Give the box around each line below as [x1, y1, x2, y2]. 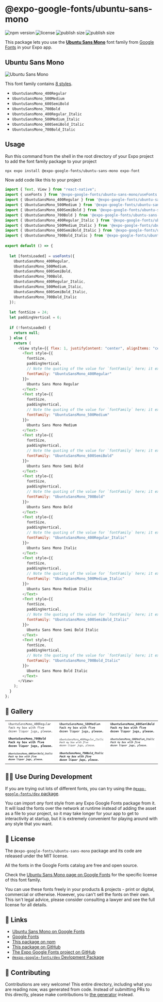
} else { [9, 335, 27, 340]
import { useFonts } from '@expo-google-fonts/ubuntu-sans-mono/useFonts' [5, 192, 160, 197]
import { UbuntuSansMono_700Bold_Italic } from [5, 233, 103, 238]
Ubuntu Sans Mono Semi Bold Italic [26, 627, 98, 632]
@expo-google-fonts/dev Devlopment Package [12, 954, 104, 960]
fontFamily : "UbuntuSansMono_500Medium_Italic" [26, 576, 125, 581]
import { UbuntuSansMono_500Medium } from [5, 202, 92, 207]
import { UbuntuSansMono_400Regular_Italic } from [5, 217, 110, 223]
